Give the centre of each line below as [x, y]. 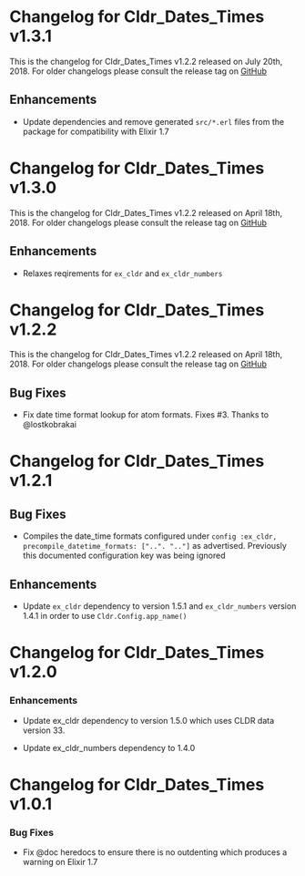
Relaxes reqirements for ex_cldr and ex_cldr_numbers [122, 273]
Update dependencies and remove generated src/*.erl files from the [153, 121]
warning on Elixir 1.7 [60, 862]
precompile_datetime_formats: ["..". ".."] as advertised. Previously [154, 546]
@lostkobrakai [50, 425]
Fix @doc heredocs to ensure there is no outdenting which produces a [155, 852]
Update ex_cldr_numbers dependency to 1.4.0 [109, 747]
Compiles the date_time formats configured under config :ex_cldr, [150, 536]
